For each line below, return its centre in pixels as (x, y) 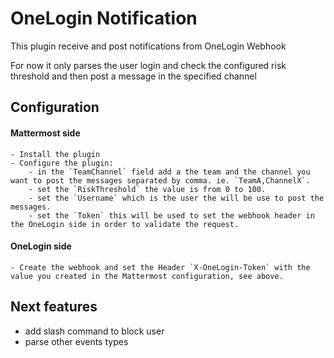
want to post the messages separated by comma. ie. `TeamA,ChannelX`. (160, 180)
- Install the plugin (55, 154)
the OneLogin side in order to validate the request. (125, 224)
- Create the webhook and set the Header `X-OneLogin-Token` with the (160, 267)
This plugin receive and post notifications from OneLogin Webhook (148, 46)
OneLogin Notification (104, 18)
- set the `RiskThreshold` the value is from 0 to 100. (147, 189)
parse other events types (76, 341)
